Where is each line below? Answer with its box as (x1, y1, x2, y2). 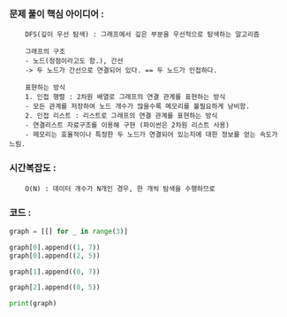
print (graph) (9, 299, 57, 308)
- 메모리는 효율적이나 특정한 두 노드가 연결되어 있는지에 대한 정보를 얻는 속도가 (25, 130, 278, 139)
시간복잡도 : (9, 162, 57, 174)
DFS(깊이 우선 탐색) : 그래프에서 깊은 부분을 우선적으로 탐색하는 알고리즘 (25, 30, 261, 39)
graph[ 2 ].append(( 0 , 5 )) (9, 283, 101, 292)
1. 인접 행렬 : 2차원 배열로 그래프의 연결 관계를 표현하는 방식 (25, 93, 226, 102)
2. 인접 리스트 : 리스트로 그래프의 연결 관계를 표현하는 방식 (25, 112, 218, 120)
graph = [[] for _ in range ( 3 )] (9, 227, 128, 236)
